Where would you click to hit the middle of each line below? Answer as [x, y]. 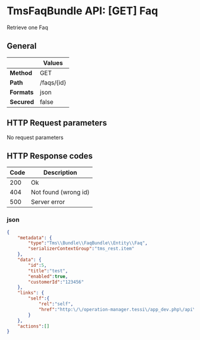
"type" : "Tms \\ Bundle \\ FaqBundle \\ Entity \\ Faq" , [88, 243]
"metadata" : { [35, 238]
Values [53, 62]
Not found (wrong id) [60, 193]
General [22, 46]
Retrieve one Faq [28, 27]
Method [21, 73]
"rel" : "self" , [56, 304]
